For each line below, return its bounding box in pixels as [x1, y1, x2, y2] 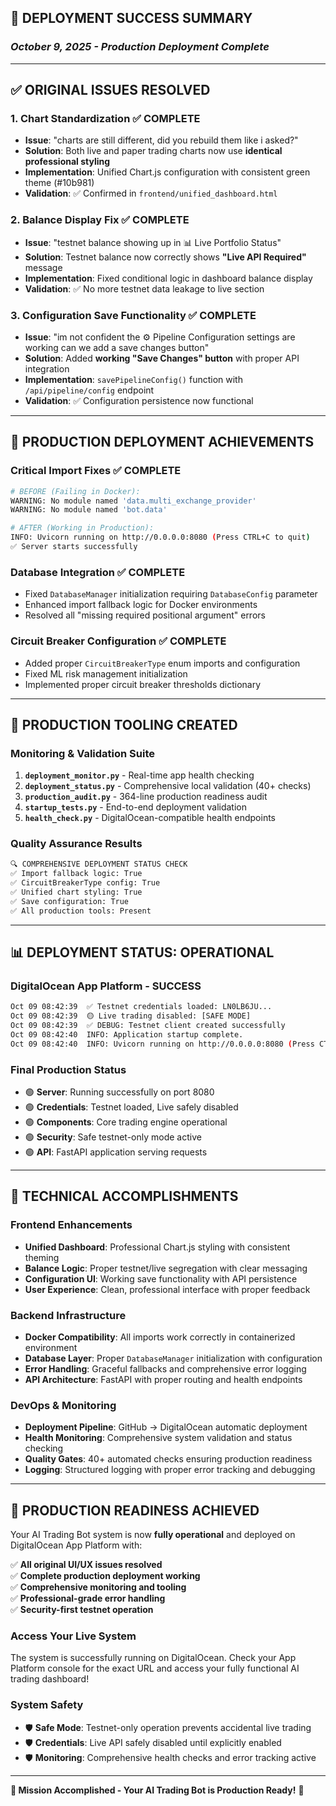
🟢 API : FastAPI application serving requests [24, 1146, 208, 1158]
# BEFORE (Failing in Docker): [10, 486, 141, 496]
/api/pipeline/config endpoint [24, 384, 155, 396]
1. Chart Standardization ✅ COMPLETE [10, 112, 201, 125]
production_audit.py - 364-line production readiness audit [24, 791, 268, 803]
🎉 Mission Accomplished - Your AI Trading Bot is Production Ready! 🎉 [10, 1784, 305, 1796]
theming [24, 1251, 60, 1263]
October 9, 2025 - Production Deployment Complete [10, 40, 270, 54]
